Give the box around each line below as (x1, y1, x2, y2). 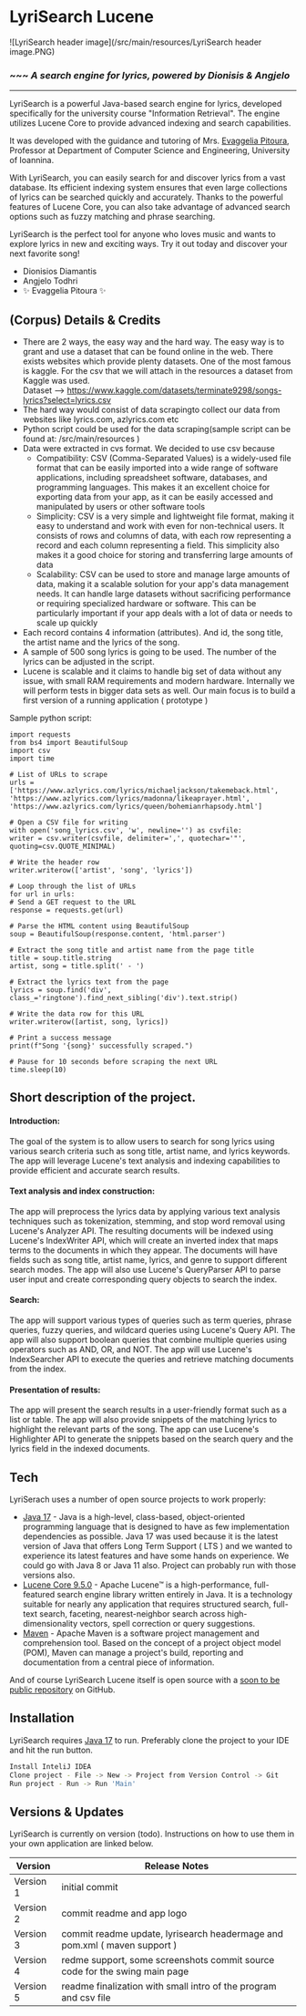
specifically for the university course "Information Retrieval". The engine (9, 108, 280, 119)
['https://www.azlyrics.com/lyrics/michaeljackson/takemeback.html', (9, 786, 280, 795)
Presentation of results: (9, 1384, 101, 1395)
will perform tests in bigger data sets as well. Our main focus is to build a (22, 686, 296, 697)
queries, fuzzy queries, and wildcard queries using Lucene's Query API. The (9, 1325, 296, 1336)
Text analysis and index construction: (9, 1185, 156, 1196)
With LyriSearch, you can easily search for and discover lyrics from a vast (9, 172, 286, 183)
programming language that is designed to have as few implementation (22, 1521, 290, 1533)
